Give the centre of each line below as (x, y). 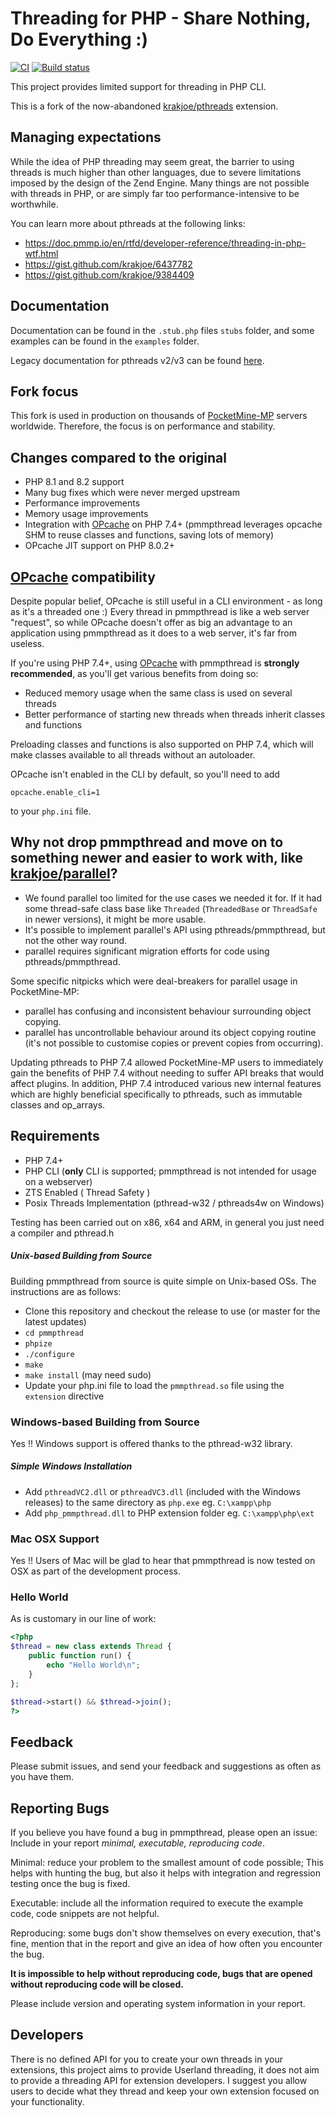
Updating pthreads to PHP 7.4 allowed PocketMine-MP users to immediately (167, 1062)
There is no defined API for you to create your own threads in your (146, 2059)
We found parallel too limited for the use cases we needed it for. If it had (173, 898)
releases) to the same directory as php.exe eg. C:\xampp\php (148, 1502)
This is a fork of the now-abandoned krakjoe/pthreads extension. (144, 106)
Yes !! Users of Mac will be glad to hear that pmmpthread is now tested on (163, 1561)
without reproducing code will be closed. (97, 1984)
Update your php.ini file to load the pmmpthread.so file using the (154, 1385)
